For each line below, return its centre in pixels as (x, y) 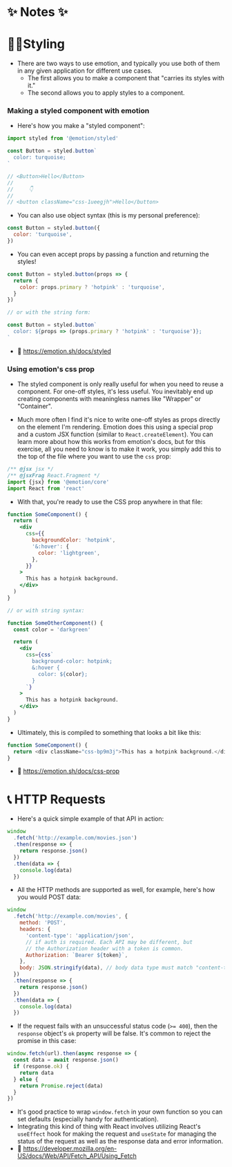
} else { (26, 1079)
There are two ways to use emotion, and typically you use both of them (118, 64)
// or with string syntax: (46, 610)
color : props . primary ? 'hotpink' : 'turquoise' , (93, 287)
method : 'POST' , (43, 923)
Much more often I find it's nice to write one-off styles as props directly (119, 420)
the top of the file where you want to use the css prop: (94, 456)
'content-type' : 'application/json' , (80, 936)
